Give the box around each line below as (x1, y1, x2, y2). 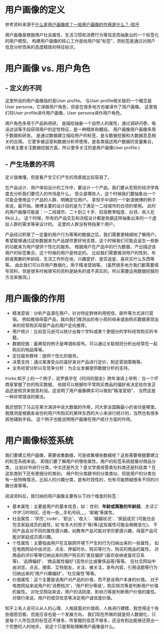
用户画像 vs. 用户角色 (5, 63, 90, 74)
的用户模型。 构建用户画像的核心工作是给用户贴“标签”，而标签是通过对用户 (5, 38, 156, 44)
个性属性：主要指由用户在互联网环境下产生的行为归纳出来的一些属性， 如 (12, 540, 159, 546)
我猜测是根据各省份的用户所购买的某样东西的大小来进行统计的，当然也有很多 (5, 410, 159, 416)
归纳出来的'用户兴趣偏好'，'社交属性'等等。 (12, 570, 99, 576)
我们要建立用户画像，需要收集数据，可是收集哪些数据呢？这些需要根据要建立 (5, 452, 159, 458)
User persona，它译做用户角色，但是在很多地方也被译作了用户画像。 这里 (5, 103, 154, 110)
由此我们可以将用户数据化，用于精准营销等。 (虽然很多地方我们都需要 (14, 262, 155, 268)
